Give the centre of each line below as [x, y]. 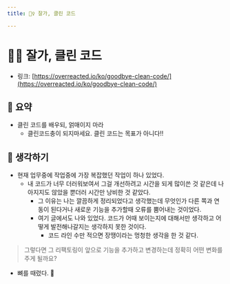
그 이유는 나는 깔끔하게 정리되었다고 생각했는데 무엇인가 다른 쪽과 [125, 201]
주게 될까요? [40, 259]
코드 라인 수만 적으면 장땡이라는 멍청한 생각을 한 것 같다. [123, 235]
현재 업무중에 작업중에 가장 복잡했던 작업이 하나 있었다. [91, 175]
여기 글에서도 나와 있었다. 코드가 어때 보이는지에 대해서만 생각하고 [126, 218]
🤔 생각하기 [28, 157]
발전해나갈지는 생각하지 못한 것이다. [98, 227]
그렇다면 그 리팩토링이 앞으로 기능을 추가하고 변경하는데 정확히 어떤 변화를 [123, 250]
